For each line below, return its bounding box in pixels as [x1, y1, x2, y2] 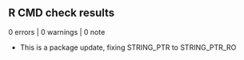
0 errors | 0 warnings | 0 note [8, 27, 106, 36]
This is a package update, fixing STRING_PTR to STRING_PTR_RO [19, 43, 237, 52]
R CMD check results [8, 6, 115, 20]
